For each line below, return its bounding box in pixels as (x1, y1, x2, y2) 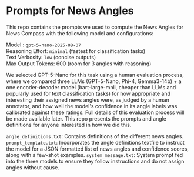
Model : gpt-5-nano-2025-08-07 (6, 41, 81, 48)
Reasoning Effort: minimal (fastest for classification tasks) (6, 47, 146, 54)
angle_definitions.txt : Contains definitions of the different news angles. (6, 132, 184, 139)
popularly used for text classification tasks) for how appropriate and (6, 90, 170, 97)
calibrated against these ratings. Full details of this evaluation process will (6, 109, 185, 116)
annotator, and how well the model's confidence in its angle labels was (6, 102, 178, 109)
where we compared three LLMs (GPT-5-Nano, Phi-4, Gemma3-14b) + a (6, 78, 182, 85)
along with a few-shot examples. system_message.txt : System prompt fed (6, 151, 183, 158)
